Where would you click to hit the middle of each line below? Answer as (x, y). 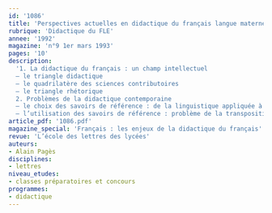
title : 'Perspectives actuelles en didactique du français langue (123, 23)
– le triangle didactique (59, 76)
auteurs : (23, 144)
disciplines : (30, 159)
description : (30, 62)
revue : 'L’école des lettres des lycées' (79, 136)
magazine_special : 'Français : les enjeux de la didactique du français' (136, 129)
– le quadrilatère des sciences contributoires (98, 83)
